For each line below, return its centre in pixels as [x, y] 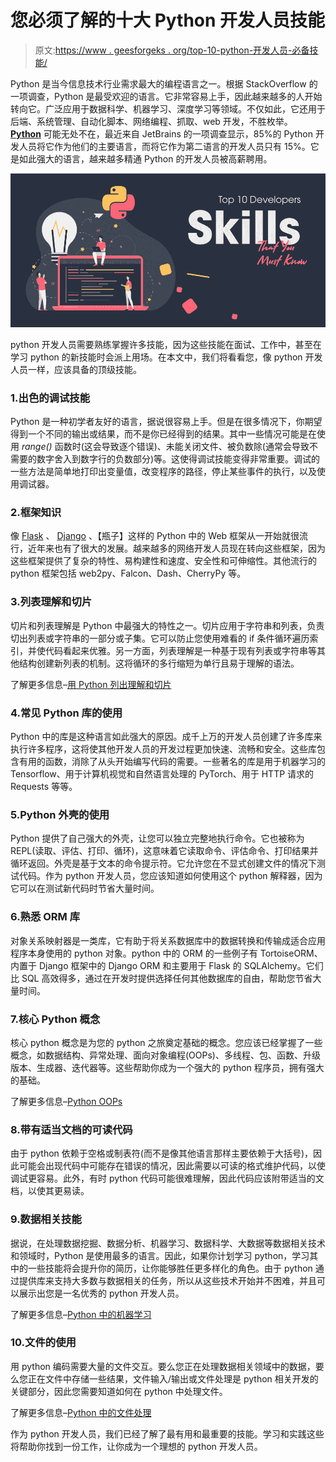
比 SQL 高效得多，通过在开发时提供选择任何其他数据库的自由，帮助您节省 [161, 978]
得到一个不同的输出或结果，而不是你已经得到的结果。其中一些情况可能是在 [163, 434]
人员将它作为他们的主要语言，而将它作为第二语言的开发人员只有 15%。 [164, 146]
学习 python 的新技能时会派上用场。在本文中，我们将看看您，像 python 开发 [166, 357]
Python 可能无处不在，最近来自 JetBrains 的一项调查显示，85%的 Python [162, 133]
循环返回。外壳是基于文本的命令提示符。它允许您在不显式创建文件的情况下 [163, 863]
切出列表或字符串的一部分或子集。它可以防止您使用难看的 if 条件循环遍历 [160, 638]
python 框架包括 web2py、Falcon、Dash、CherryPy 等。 [128, 573]
